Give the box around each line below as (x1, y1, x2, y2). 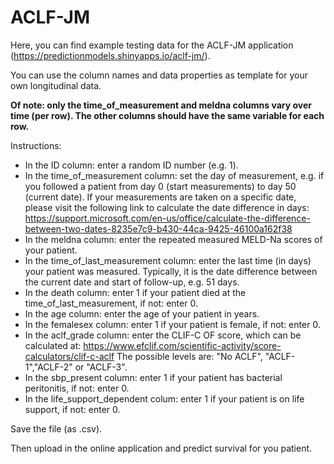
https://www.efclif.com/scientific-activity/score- (83, 339, 282, 351)
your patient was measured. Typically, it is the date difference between (24, 265, 318, 277)
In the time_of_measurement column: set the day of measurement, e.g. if (24, 169, 325, 181)
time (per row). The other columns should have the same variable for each (10, 109, 325, 121)
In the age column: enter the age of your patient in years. (24, 307, 260, 320)
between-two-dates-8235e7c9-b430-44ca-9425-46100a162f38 (24, 222, 293, 235)
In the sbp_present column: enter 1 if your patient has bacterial (24, 371, 283, 383)
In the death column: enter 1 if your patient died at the (24, 286, 247, 298)
